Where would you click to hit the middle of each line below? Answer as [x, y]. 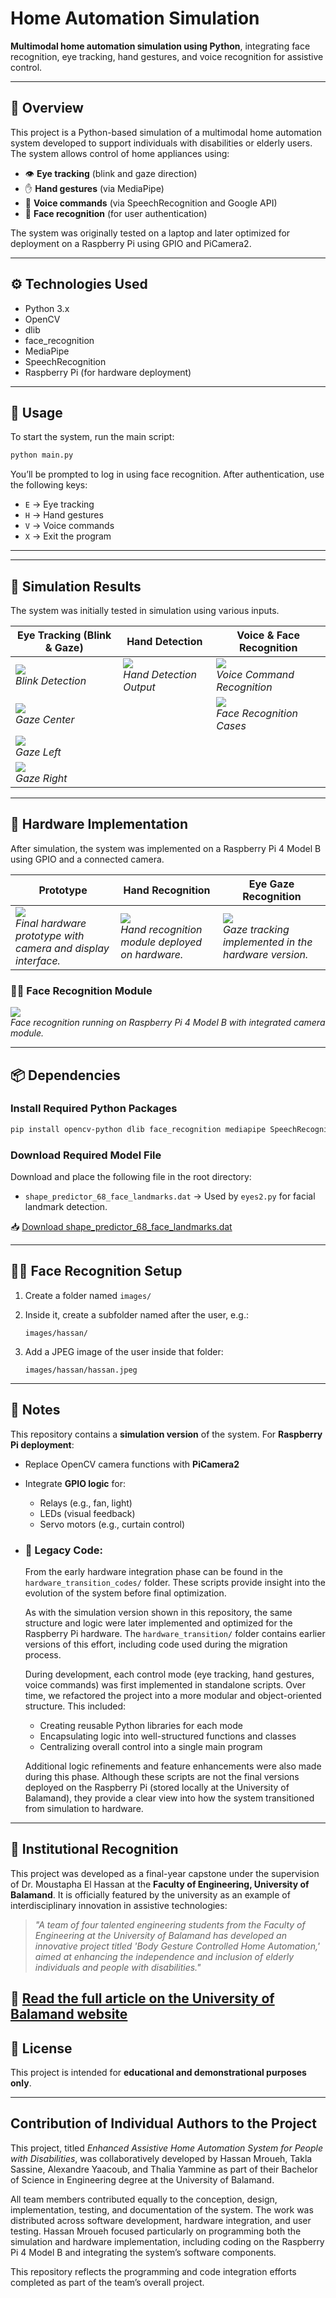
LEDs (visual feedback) [87, 1513]
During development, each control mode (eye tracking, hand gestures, [169, 1674]
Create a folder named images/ [88, 1295]
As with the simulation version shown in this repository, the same [158, 1612]
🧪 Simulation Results [76, 586]
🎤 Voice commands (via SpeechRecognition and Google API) [151, 203]
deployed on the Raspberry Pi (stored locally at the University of [157, 1787]
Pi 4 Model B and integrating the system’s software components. [143, 2252]
